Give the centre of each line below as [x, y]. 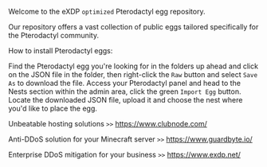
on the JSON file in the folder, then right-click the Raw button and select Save [133, 74]
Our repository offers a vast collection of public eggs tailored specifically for [133, 27]
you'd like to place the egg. [53, 108]
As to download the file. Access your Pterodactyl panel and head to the [125, 83]
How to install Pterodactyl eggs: [61, 50]
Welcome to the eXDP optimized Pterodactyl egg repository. [107, 12]
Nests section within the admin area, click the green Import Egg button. [125, 91]
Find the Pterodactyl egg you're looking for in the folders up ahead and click [133, 66]
